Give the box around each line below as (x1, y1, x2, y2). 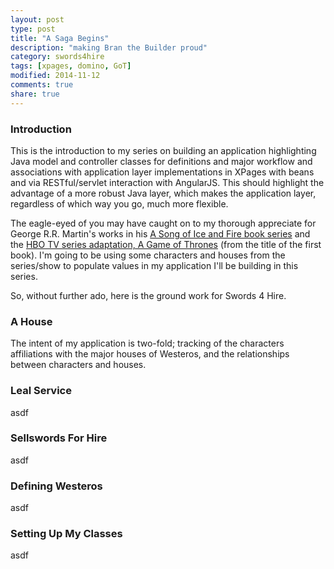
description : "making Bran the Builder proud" (10, 42, 208, 53)
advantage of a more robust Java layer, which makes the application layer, (10, 187, 317, 199)
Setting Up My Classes (10, 527, 123, 541)
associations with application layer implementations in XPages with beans (10, 166, 315, 178)
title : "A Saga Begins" (10, 33, 110, 43)
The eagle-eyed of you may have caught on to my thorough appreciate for (10, 217, 317, 229)
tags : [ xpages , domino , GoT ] (10, 61, 132, 71)
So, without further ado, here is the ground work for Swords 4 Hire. (10, 289, 287, 301)
